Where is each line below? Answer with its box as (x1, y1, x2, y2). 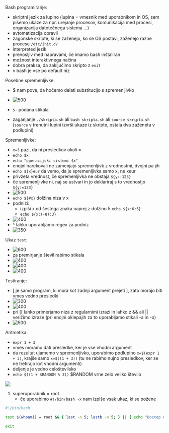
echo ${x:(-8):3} (20, 212, 57, 217)
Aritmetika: (5, 330, 28, 335)
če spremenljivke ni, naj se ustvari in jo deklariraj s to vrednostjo (12, 179, 146, 184)
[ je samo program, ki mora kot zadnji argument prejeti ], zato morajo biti (12, 287, 162, 293)
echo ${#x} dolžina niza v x (12, 195, 69, 201)
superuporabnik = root (12, 391, 59, 396)
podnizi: (12, 200, 30, 206)
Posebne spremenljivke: (5, 78, 55, 83)
